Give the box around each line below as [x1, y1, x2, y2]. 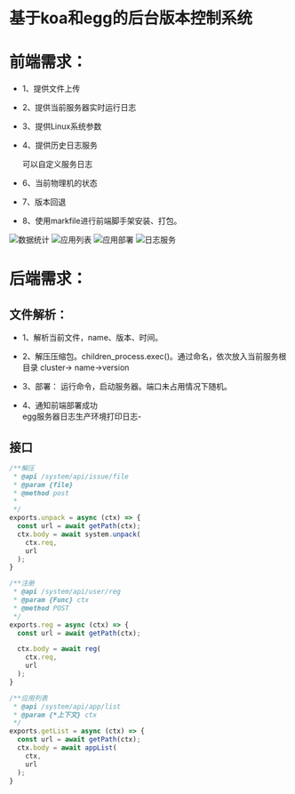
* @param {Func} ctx [12, 596, 90, 605]
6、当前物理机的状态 [21, 178, 98, 188]
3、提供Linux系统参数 [21, 121, 102, 132]
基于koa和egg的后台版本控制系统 [9, 8, 253, 28]
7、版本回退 [21, 196, 67, 207]
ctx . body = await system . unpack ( [17, 530, 141, 539]
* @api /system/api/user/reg [12, 588, 122, 597]
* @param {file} [12, 480, 74, 489]
